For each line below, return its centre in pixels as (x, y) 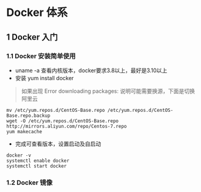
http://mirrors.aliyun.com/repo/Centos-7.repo (67, 126)
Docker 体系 (37, 13)
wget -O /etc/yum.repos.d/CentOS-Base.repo (63, 121)
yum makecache (24, 131)
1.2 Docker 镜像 (30, 182)
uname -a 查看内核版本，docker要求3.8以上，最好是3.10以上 (91, 70)
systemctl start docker (37, 166)
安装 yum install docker (45, 78)
